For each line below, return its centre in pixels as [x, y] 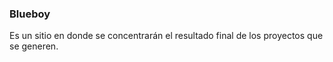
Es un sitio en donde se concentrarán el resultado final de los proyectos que [166, 36]
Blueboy [30, 14]
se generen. [34, 46]
